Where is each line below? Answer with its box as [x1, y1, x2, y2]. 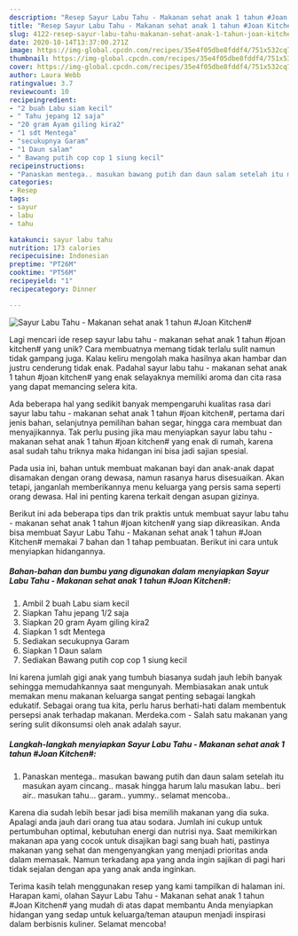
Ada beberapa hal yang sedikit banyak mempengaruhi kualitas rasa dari [9, 398, 271, 409]
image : [9, 46, 34, 55]
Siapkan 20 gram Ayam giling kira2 [21, 617, 150, 627]
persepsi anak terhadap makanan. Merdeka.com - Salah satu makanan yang [9, 709, 288, 720]
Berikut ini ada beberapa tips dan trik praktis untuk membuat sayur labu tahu [9, 507, 289, 519]
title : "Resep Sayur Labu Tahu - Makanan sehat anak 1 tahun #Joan [9, 21, 264, 30]
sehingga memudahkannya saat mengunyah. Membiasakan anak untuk [9, 680, 269, 692]
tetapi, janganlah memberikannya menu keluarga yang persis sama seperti [9, 481, 281, 492]
